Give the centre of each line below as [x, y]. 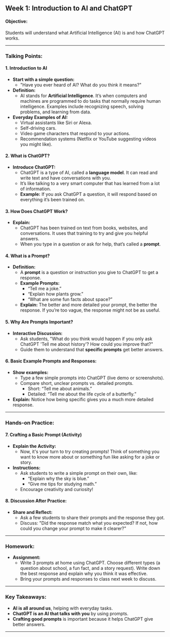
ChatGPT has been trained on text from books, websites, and [84, 228]
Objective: [16, 21]
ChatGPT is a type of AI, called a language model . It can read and [89, 172]
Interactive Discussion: [37, 333]
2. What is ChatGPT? [28, 156]
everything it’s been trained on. [52, 199]
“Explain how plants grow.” [55, 294]
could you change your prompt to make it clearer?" [73, 529]
